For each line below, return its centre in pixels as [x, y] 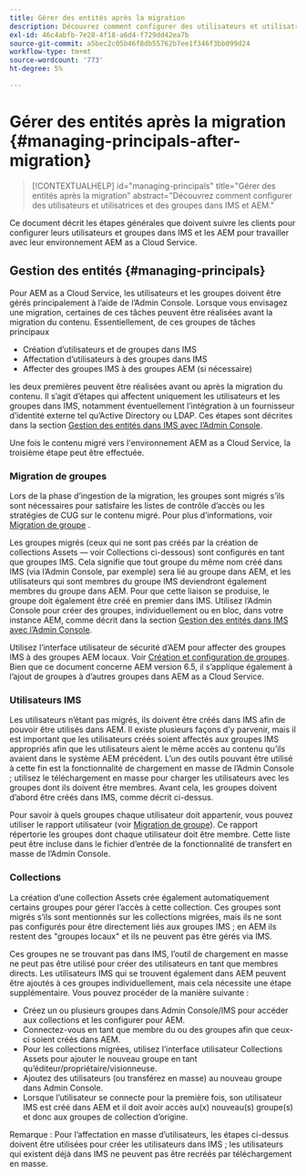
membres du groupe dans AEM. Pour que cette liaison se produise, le [140, 591]
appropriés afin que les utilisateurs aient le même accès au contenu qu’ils [148, 749]
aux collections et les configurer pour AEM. [104, 1020]
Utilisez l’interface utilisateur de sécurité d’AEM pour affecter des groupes [148, 647]
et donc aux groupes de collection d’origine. [105, 1117]
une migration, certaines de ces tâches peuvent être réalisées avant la [141, 312]
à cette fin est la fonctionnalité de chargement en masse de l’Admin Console [152, 769]
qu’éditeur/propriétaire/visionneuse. [90, 1068]
